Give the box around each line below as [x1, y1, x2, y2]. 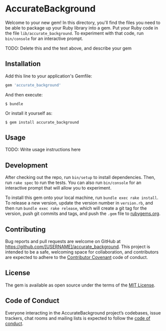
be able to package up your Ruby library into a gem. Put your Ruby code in [5, 24, 159, 30]
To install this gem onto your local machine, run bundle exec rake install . [5, 194, 159, 200]
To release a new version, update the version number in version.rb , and [5, 200, 154, 206]
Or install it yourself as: [5, 110, 52, 116]
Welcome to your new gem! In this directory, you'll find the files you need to [5, 19, 161, 25]
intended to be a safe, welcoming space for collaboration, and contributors [5, 249, 159, 255]
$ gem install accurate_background [5, 119, 79, 125]
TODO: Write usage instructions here [5, 146, 81, 152]
